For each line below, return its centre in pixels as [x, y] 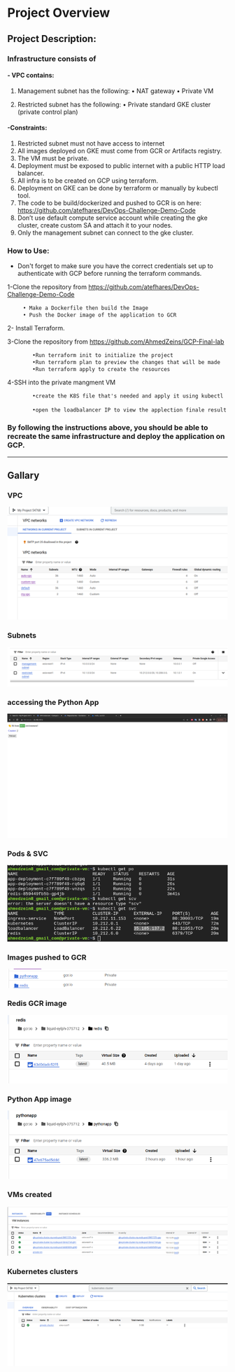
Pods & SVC [28, 853]
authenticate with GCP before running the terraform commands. [109, 274]
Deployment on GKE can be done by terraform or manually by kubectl [118, 188]
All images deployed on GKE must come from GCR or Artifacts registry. [120, 150]
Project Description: [52, 39]
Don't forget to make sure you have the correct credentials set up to [115, 266]
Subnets [22, 636]
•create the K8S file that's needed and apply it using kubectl [128, 396]
